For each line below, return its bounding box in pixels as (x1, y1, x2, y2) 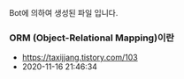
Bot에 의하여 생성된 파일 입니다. (9, 8, 119, 18)
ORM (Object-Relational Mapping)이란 (9, 32, 174, 44)
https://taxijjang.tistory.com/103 (21, 52, 139, 63)
